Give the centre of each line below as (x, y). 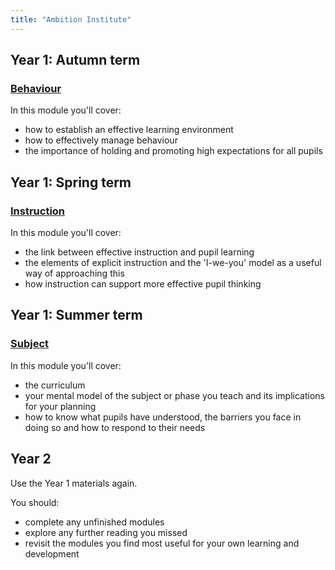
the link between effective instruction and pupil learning (139, 252)
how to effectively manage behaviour (101, 140)
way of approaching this (74, 273)
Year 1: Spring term (71, 182)
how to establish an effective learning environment (129, 130)
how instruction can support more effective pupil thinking (143, 284)
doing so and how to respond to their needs (115, 427)
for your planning (60, 406)
